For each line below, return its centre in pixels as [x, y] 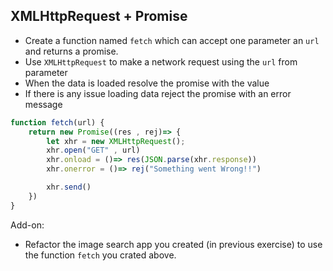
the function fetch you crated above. [100, 255]
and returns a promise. [71, 51]
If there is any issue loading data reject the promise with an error [158, 93]
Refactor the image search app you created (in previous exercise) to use [173, 244]
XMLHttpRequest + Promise [99, 16]
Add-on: [27, 225]
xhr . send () [69, 187]
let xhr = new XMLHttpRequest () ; [116, 141]
